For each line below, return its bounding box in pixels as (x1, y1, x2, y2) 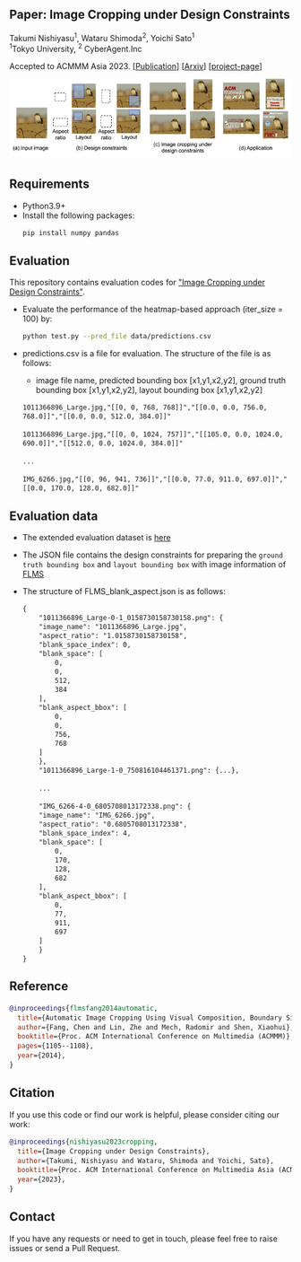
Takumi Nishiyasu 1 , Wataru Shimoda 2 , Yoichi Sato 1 (9, 31, 195, 43)
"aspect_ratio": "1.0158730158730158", (39, 632, 188, 641)
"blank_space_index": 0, (39, 641, 132, 650)
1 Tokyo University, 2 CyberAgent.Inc (9, 42, 142, 55)
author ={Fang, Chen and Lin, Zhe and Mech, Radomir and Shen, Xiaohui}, (17, 1022, 295, 1031)
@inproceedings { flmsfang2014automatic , (9, 1003, 159, 1012)
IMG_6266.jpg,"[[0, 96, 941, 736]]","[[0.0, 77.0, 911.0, (21, 475, 244, 484)
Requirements (9, 177, 90, 192)
